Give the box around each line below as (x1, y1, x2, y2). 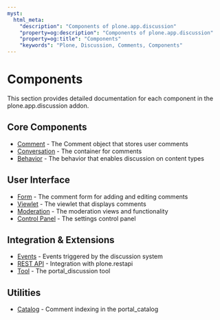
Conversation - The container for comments (16, 147, 142, 155)
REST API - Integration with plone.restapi (16, 260, 133, 268)
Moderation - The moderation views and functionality (16, 207, 168, 215)
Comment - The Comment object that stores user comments (16, 139, 189, 148)
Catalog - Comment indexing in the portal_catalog (16, 305, 159, 313)
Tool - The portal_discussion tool (16, 267, 111, 275)
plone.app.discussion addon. (7, 101, 89, 110)
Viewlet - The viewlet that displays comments (16, 200, 146, 208)
